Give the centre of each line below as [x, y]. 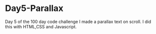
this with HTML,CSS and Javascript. [41, 26]
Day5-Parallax [34, 8]
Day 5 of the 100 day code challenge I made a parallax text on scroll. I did [78, 22]
